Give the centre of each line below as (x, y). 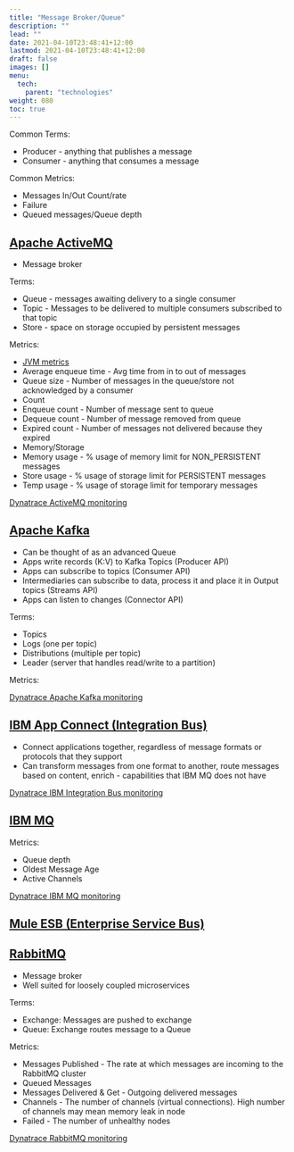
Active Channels (52, 878)
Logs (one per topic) (60, 643)
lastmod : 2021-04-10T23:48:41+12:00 (77, 51)
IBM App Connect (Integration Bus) (108, 726)
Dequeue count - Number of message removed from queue (131, 419)
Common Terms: (40, 134)
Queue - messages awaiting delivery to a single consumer (129, 299)
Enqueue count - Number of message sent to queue (118, 409)
